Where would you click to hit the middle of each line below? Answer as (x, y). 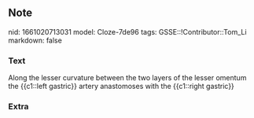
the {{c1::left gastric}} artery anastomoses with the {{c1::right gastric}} (121, 87)
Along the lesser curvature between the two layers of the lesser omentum (127, 78)
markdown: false (35, 40)
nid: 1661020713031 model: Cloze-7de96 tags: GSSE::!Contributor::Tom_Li (127, 31)
